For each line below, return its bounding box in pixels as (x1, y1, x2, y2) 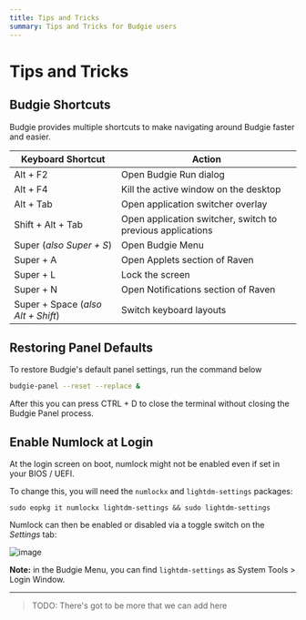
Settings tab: (9, 529, 57, 540)
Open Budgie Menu (121, 239, 205, 251)
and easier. (9, 131, 52, 142)
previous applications (121, 224, 213, 237)
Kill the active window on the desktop (121, 183, 281, 196)
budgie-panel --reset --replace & (9, 381, 141, 391)
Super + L (14, 268, 56, 280)
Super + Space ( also (14, 298, 102, 310)
